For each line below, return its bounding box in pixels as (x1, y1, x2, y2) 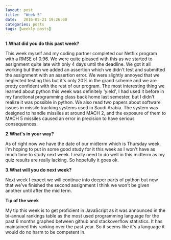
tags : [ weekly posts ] (5, 27, 52, 32)
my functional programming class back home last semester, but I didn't (5, 94, 155, 100)
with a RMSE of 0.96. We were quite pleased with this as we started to (5, 56, 153, 62)
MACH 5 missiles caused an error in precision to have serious (5, 115, 135, 122)
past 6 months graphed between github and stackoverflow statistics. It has (5, 218, 163, 225)
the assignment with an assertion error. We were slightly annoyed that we (5, 72, 160, 78)
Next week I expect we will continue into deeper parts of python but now (5, 177, 158, 183)
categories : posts (5, 21, 44, 27)
